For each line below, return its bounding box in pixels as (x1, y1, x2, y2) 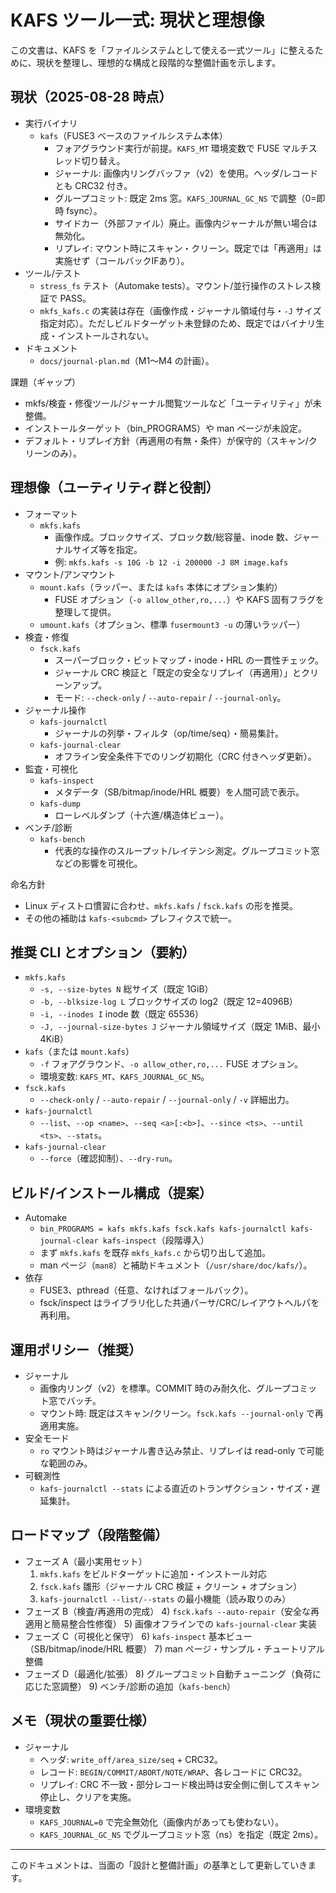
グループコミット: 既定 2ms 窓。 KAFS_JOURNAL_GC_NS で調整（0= (54, 192, 317, 204)
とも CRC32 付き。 (54, 179, 133, 191)
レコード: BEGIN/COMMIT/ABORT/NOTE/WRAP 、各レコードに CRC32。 (39, 1766, 308, 1778)
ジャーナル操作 (24, 704, 87, 716)
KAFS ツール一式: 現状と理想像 (10, 9, 265, 32)
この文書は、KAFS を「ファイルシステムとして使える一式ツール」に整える (10, 44, 315, 56)
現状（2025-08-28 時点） (10, 89, 173, 106)
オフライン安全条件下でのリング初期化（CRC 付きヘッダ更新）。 (54, 750, 317, 762)
